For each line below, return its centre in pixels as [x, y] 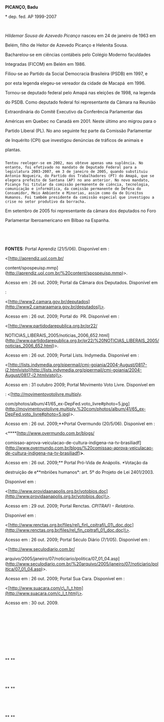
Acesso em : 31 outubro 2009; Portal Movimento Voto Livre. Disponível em [80, 385]
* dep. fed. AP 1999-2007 [31, 16]
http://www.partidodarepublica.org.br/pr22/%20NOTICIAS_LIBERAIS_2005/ [83, 340]
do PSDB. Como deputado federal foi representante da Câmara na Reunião [80, 102]
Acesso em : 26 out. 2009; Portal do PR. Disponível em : [62, 316]
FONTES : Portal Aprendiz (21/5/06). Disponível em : [57, 249]
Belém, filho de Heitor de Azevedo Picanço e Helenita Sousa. [67, 45]
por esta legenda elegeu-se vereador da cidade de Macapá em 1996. [75, 83]
